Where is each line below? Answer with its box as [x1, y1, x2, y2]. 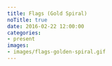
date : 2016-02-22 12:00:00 [7, 23, 85, 30]
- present [7, 36, 36, 43]
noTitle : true [7, 16, 48, 23]
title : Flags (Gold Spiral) [7, 10, 88, 17]
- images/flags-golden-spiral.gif [7, 49, 107, 56]
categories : [7, 29, 41, 36]
